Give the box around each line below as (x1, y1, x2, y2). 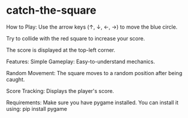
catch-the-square (6, 4, 96, 17)
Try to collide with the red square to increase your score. (6, 35, 145, 42)
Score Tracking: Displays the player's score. (6, 87, 114, 94)
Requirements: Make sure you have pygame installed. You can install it (6, 99, 178, 106)
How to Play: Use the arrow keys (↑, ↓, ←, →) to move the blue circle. (6, 23, 178, 30)
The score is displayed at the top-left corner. (6, 46, 115, 54)
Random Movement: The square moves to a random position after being (6, 69, 183, 76)
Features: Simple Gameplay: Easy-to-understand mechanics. (6, 58, 155, 65)
